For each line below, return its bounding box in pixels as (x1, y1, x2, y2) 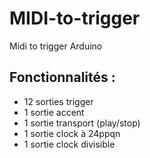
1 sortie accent (23, 106, 85, 118)
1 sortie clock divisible (23, 138, 116, 150)
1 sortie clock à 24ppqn (23, 127, 121, 139)
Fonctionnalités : (9, 69, 116, 86)
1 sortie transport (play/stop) (23, 117, 141, 129)
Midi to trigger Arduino (9, 40, 103, 52)
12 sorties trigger (23, 95, 94, 107)
